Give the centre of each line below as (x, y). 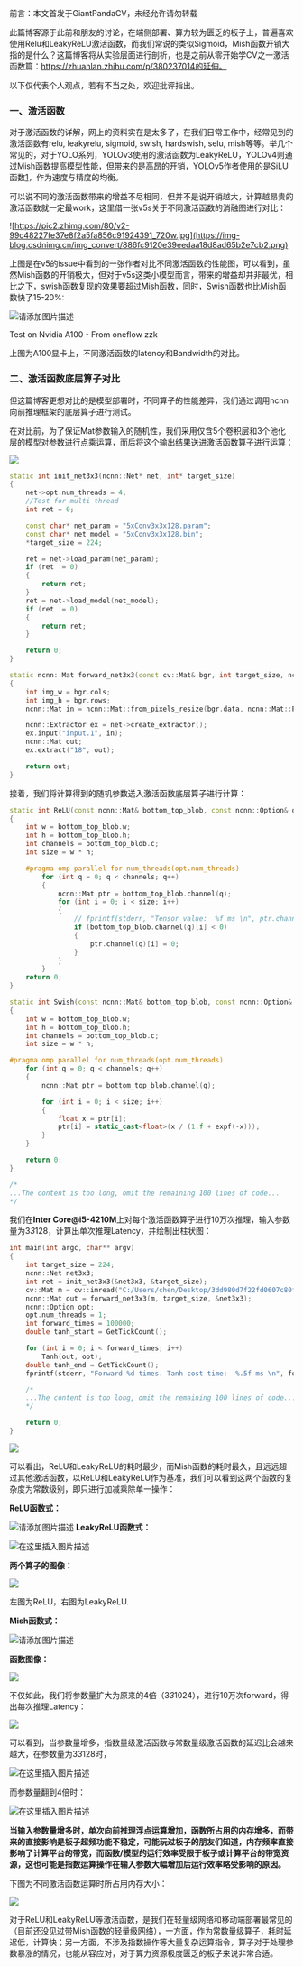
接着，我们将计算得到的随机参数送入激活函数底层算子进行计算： (128, 793)
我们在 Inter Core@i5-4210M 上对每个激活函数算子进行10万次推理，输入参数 (150, 1219)
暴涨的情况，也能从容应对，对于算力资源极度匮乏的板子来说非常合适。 (147, 1953)
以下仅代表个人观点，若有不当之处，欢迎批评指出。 (104, 85)
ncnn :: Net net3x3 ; (60, 1273)
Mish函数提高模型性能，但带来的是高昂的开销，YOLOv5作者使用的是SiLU (152, 166)
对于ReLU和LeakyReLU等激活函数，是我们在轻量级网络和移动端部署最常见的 (151, 1919)
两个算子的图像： (41, 1565)
